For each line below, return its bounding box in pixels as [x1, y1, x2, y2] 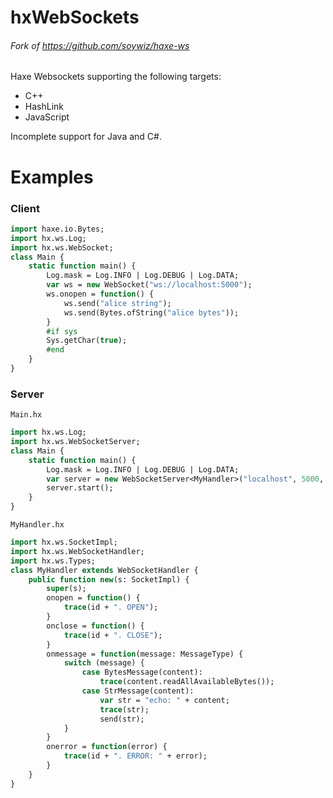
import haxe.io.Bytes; [10, 224, 105, 234]
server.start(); [46, 483, 114, 493]
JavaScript [24, 111, 70, 123]
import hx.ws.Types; [10, 556, 97, 566]
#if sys [46, 326, 78, 336]
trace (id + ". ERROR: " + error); [63, 751, 208, 761]
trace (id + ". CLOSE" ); [63, 630, 163, 640]
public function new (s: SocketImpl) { [28, 574, 190, 585]
